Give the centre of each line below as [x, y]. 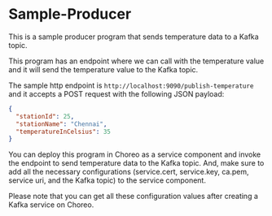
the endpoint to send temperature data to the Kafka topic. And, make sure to [136, 163]
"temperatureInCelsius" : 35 [64, 132]
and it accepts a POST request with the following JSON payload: [116, 93]
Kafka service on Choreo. [51, 205]
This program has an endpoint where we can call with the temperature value [136, 61]
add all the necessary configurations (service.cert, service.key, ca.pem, [129, 172]
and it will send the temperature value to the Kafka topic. [103, 69]
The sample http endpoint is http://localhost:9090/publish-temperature [131, 85]
